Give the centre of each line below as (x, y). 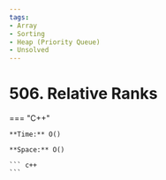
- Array (23, 26)
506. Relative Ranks (83, 94)
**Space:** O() (37, 150)
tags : (19, 17)
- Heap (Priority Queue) (55, 42)
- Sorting (27, 34)
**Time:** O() (35, 135)
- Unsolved (29, 50)
